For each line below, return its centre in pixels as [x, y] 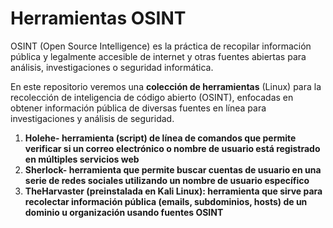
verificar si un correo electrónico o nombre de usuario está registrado [172, 148]
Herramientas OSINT [98, 18]
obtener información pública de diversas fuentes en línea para [138, 108]
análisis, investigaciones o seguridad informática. [112, 67]
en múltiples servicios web [82, 159]
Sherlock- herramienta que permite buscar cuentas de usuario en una [173, 169]
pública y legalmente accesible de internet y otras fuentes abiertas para [158, 56]
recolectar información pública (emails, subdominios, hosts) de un [166, 201]
